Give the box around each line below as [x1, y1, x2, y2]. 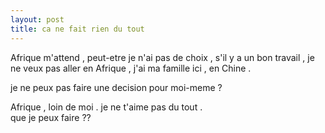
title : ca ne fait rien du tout [10, 24, 145, 34]
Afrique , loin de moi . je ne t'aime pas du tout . [10, 101, 203, 113]
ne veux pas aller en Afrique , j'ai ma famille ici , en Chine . [10, 62, 252, 74]
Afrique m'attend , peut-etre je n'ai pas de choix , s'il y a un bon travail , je [10, 51, 315, 63]
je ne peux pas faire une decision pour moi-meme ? [10, 81, 223, 93]
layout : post [10, 14, 65, 25]
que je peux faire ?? [10, 111, 92, 123]
